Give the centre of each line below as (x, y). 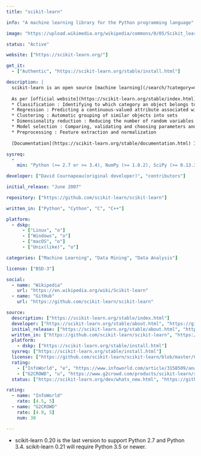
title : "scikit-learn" (34, 12)
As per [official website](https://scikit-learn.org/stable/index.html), (105, 99)
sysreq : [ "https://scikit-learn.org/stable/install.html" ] (87, 352)
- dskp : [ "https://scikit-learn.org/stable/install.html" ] (92, 346)
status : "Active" (28, 44)
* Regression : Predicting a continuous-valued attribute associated (100, 110)
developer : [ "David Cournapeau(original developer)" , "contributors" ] (96, 176)
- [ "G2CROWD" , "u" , (41, 374)
